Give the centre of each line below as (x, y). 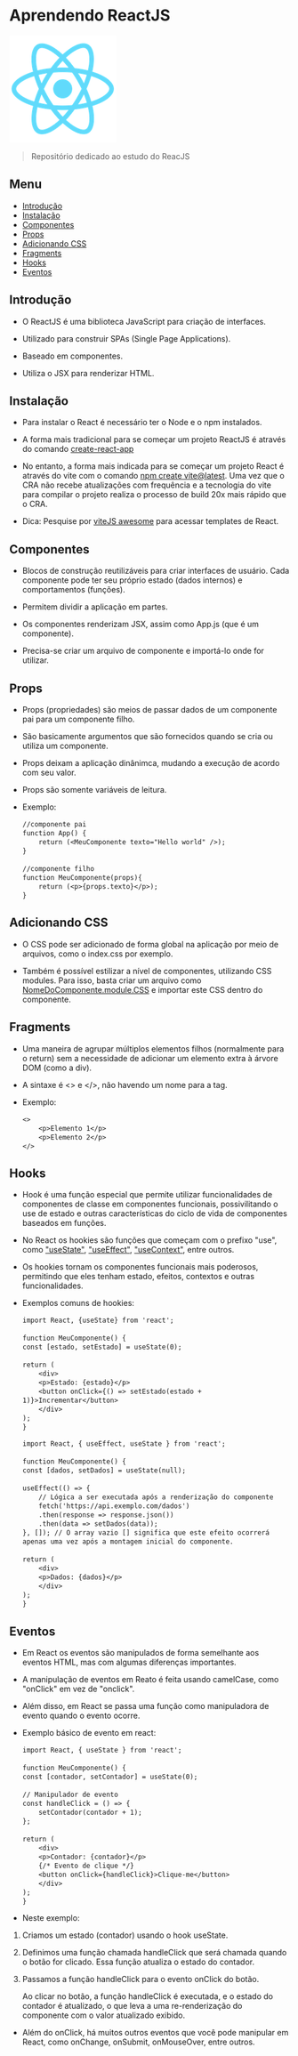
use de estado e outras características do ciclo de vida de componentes (154, 1213)
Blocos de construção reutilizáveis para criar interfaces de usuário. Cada (156, 571)
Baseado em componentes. (72, 356)
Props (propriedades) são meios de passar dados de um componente (149, 710)
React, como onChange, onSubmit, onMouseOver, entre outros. (138, 2042)
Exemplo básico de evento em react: (89, 1733)
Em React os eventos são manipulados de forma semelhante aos (141, 1653)
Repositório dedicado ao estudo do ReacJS (110, 156)
